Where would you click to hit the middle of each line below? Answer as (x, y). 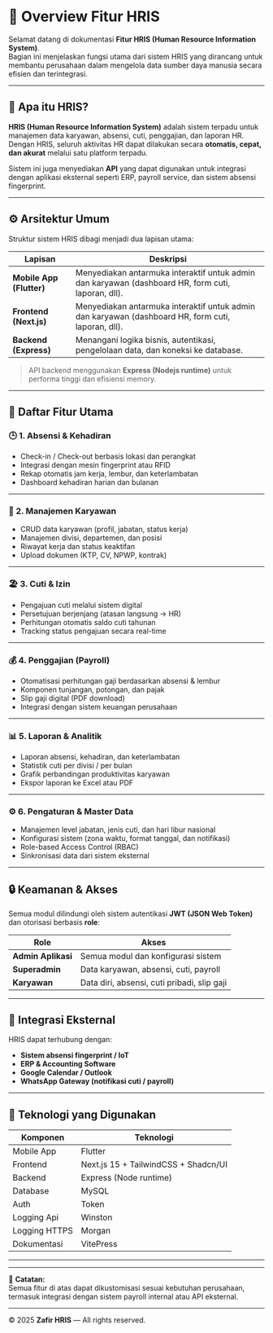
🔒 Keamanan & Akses (63, 890)
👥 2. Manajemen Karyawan (63, 511)
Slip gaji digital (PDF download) (73, 698)
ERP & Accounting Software (68, 1064)
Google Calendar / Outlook (66, 1073)
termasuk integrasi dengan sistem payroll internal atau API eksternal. (123, 1297)
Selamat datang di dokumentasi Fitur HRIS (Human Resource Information (132, 39)
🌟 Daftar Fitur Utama (61, 412)
